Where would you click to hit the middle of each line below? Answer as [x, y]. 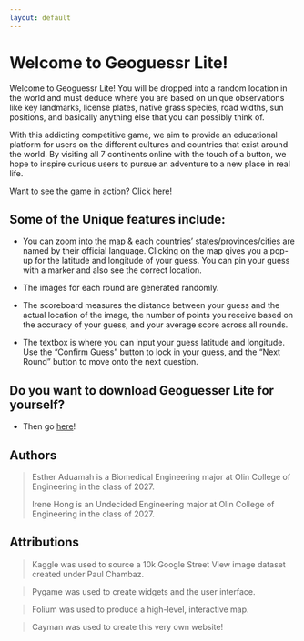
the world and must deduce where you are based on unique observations [147, 97]
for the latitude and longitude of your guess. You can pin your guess [162, 261]
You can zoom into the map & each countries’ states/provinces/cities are [159, 241]
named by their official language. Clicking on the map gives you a [145, 251]
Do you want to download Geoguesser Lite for [142, 391]
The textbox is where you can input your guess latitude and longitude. [153, 343]
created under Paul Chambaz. [87, 574]
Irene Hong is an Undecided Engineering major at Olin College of [153, 504]
